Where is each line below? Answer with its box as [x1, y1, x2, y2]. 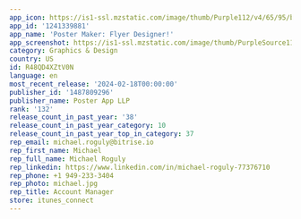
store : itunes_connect [9, 196, 94, 206]
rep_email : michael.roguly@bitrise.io [9, 138, 154, 147]
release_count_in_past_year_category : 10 [9, 122, 167, 131]
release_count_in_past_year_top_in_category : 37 [9, 130, 194, 139]
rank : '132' [9, 105, 54, 114]
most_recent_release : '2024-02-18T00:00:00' [9, 80, 178, 88]
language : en [9, 72, 58, 80]
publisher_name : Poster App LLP [9, 96, 130, 105]
